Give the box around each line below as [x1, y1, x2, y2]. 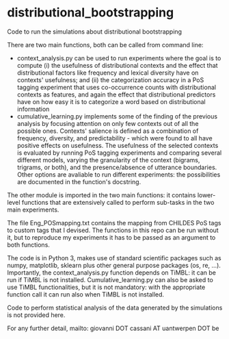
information [16, 105, 50, 113]
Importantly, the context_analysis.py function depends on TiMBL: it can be [7, 268, 217, 277]
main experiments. [7, 205, 59, 214]
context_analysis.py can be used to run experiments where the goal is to [16, 53, 221, 62]
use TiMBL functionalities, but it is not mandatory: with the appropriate [7, 283, 206, 291]
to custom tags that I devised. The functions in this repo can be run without [7, 226, 219, 234]
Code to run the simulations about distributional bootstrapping [7, 27, 183, 36]
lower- [197, 190, 216, 199]
